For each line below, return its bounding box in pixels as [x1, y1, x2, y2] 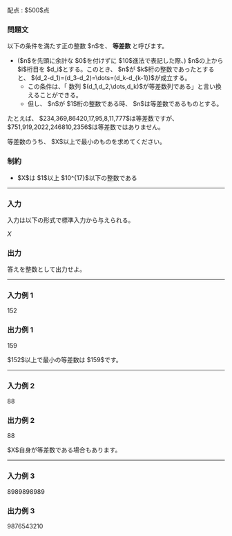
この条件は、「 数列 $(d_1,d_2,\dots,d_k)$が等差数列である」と [27, 82, 204, 91]
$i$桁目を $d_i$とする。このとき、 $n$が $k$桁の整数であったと [17, 65, 202, 74]
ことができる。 [39, 91, 82, 99]
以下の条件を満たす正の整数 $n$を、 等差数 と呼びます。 [7, 42, 168, 50]
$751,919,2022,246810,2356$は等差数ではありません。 [7, 123, 164, 131]
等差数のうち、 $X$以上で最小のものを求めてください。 [7, 137, 166, 146]
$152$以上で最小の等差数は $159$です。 [7, 355, 122, 364]
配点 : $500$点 [7, 6, 50, 14]
